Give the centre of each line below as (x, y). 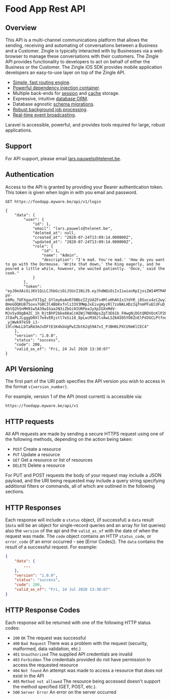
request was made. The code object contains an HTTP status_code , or (78, 536)
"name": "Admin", (60, 255)
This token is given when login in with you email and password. (72, 192)
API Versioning (30, 369)
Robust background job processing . (50, 109)
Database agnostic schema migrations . (54, 104)
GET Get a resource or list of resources (53, 460)
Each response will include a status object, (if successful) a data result (80, 520)
